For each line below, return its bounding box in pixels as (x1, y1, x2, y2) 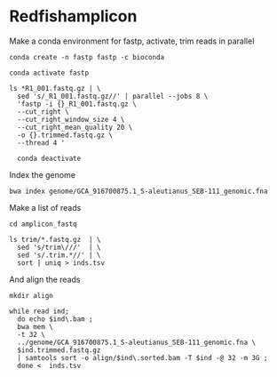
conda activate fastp (9, 68, 90, 77)
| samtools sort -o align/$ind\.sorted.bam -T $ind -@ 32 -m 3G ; (17, 353, 268, 362)
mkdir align (9, 291, 53, 300)
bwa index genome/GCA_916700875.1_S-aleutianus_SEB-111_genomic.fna (9, 187, 268, 196)
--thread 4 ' (17, 138, 66, 148)
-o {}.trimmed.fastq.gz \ (17, 131, 114, 140)
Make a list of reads (9, 202, 82, 213)
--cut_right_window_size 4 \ (17, 115, 125, 124)
